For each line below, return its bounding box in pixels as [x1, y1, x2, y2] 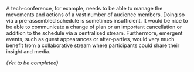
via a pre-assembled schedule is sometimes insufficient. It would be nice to [6, 17, 189, 24]
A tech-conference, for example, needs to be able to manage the [6, 5, 163, 12]
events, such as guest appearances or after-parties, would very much [6, 36, 175, 42]
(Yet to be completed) [6, 59, 59, 66]
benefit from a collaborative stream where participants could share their [6, 42, 180, 49]
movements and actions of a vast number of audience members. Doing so [6, 11, 185, 18]
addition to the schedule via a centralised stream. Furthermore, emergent [6, 30, 183, 37]
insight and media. [6, 48, 51, 55]
